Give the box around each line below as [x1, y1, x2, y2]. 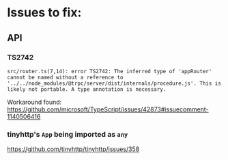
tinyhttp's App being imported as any [7, 129, 128, 139]
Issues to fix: [7, 5, 82, 21]
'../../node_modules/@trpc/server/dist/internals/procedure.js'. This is [7, 80, 222, 87]
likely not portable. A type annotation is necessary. [7, 85, 167, 93]
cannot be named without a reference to [7, 74, 124, 81]
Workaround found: [7, 98, 62, 106]
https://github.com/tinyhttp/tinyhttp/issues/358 [7, 145, 140, 153]
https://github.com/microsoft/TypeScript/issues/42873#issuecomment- [7, 105, 210, 114]
